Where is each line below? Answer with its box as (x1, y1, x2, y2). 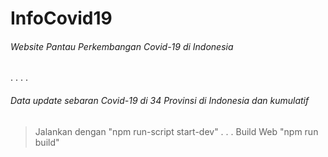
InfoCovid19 (10, 7, 113, 30)
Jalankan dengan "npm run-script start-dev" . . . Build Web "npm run (34, 125, 319, 137)
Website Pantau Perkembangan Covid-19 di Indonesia (10, 40, 234, 52)
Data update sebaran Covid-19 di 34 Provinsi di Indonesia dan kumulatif (10, 94, 310, 106)
